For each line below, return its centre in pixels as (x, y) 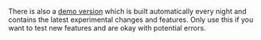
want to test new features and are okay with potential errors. (107, 28)
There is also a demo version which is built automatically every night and (127, 11)
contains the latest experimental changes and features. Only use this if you (131, 20)
